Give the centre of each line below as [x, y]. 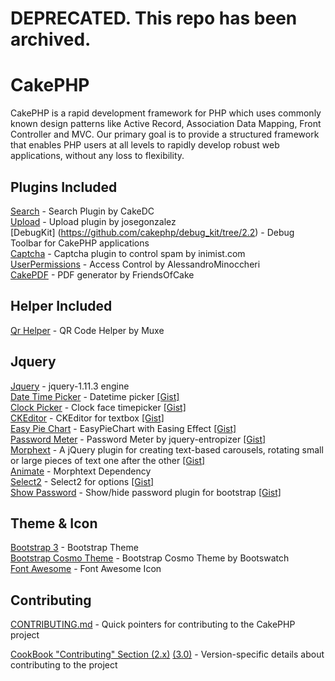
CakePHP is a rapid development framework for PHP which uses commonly [166, 113]
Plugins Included [64, 187]
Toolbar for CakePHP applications [80, 243]
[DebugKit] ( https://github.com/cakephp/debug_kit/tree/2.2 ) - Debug [152, 232]
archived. [51, 39]
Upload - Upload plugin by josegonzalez [93, 221]
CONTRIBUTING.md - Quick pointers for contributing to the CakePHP [153, 624]
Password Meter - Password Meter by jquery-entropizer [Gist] [138, 439]
